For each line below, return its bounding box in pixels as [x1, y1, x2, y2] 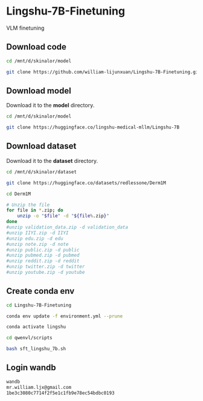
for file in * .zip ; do [6, 207, 63, 213]
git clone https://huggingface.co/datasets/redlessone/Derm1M [6, 180, 166, 186]
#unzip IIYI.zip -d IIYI [6, 230, 69, 236]
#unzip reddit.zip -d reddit [6, 258, 80, 264]
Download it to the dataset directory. [6, 157, 98, 164]
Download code [6, 42, 66, 52]
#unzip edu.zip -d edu [6, 235, 63, 242]
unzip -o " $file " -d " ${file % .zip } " [17, 213, 110, 219]
